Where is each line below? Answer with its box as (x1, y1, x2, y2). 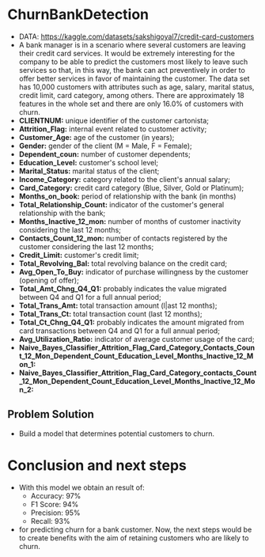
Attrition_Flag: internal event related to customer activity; (18, 124, 207, 134)
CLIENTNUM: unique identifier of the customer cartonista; (18, 116, 210, 125)
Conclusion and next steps (7, 457, 187, 474)
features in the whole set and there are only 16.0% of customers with (18, 99, 244, 108)
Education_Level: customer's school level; (18, 157, 159, 167)
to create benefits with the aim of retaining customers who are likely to (18, 532, 249, 543)
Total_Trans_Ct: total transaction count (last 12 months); (18, 309, 203, 318)
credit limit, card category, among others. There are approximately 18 (18, 90, 244, 100)
